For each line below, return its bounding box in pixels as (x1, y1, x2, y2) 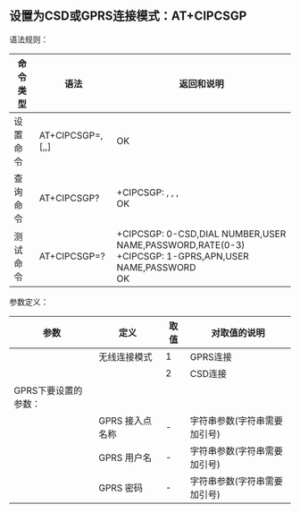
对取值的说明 (211, 326, 265, 338)
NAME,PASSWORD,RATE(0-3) (116, 238, 246, 251)
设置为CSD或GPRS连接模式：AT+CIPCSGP (9, 8, 247, 24)
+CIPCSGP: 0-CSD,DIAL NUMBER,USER (116, 227, 287, 240)
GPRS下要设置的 (13, 384, 83, 397)
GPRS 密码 (97, 482, 143, 494)
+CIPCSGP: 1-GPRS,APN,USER (116, 250, 250, 262)
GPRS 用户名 (97, 451, 152, 464)
